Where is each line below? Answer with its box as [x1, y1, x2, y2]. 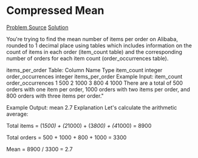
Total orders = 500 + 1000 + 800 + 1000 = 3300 [6, 134, 127, 141]
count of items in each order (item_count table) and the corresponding [6, 48, 182, 55]
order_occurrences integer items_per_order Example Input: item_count [6, 73, 183, 80]
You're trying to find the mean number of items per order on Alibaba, [6, 35, 178, 42]
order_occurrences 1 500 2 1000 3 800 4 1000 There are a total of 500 [6, 79, 183, 87]
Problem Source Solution [6, 24, 69, 31]
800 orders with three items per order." [6, 92, 104, 99]
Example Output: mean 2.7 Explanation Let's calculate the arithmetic [6, 104, 177, 111]
